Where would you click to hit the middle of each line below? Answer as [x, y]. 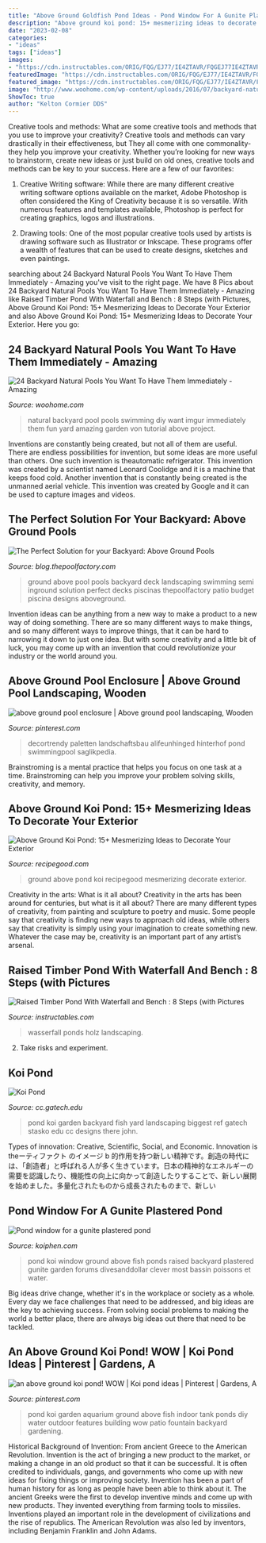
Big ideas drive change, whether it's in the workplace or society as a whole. [131, 1293]
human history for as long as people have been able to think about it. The [127, 1488]
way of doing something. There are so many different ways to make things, [130, 622]
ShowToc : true [32, 97]
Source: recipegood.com [49, 864]
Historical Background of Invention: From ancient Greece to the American [128, 1446]
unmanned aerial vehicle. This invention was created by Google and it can [129, 486]
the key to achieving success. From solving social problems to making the [129, 1310]
